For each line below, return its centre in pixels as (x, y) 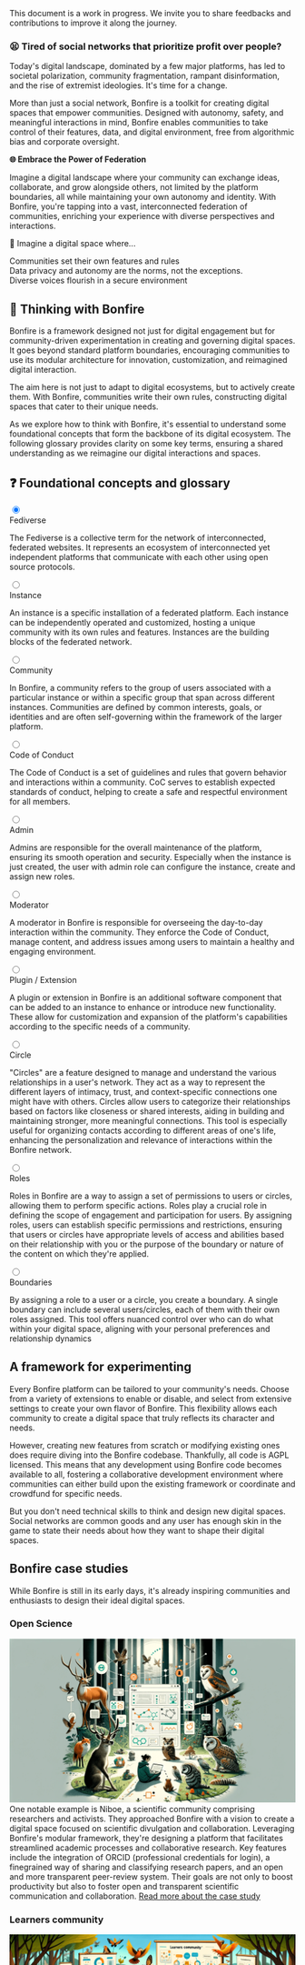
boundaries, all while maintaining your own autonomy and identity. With (143, 197)
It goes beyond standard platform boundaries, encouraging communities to (150, 350)
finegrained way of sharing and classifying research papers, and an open (146, 1867)
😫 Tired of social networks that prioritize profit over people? (146, 46)
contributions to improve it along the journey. (93, 23)
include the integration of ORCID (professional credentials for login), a (140, 1857)
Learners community (57, 1920)
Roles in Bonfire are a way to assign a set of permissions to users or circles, (151, 1196)
